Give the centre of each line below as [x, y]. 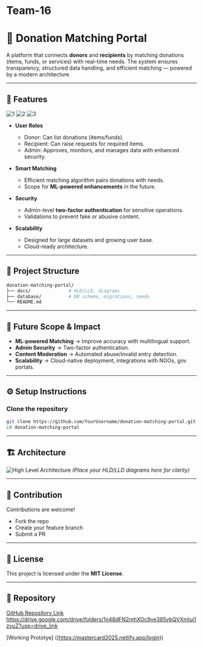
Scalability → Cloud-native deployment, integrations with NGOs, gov [101, 361]
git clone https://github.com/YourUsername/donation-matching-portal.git [101, 421]
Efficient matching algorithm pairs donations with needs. [94, 180]
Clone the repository [37, 409]
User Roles [29, 126]
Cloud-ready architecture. [56, 246]
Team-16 [29, 11]
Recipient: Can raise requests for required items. [84, 144]
